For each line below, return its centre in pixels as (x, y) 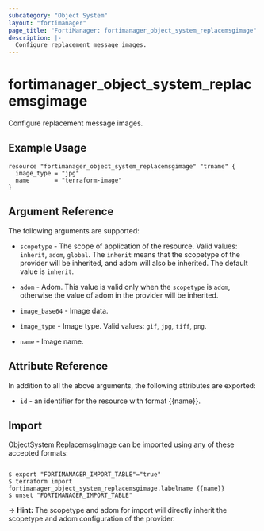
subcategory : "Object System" (58, 15)
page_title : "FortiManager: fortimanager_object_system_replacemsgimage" (133, 30)
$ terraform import (40, 482)
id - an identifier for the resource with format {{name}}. (110, 401)
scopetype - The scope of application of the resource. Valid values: (128, 246)
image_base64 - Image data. (64, 310)
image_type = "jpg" (48, 173)
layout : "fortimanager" (48, 23)
